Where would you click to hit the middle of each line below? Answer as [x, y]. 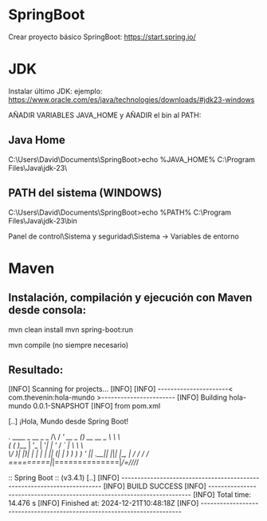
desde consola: [47, 310]
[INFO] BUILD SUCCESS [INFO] [155, 486]
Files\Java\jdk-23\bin [43, 220]
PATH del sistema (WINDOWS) [85, 193]
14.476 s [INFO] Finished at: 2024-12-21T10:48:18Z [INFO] [104, 503]
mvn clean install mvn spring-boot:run [71, 330]
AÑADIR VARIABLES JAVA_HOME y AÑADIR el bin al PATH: [105, 115]
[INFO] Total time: [222, 495]
